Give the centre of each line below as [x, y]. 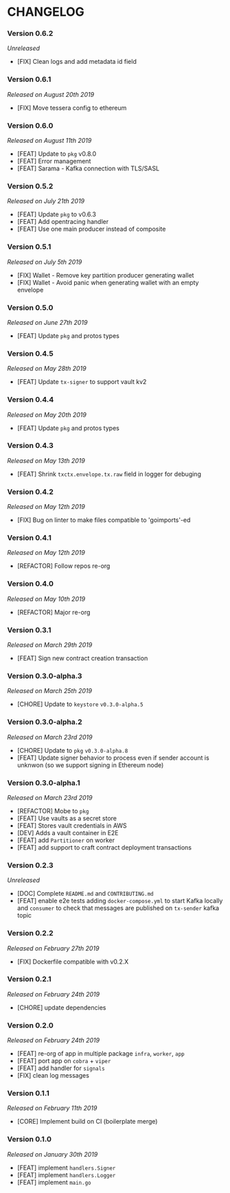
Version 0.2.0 [30, 1025]
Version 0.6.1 [29, 80]
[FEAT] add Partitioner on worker [66, 840]
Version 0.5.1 [29, 247]
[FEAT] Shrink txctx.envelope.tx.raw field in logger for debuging [109, 474]
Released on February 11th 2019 [52, 1108]
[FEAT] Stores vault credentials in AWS [72, 826]
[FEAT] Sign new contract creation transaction [82, 658]
